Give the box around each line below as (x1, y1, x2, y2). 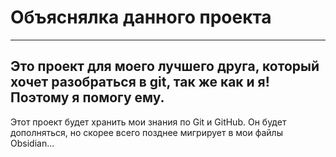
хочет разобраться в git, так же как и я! (10, 74, 270, 91)
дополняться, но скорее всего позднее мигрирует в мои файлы (10, 126, 283, 138)
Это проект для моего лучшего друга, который (10, 58, 320, 75)
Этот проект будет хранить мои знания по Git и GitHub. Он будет (10, 116, 287, 128)
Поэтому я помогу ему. (10, 89, 165, 106)
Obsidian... (10, 137, 55, 149)
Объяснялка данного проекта (10, 6, 272, 29)
